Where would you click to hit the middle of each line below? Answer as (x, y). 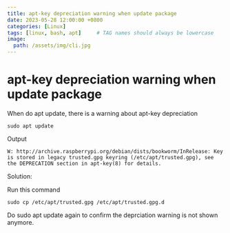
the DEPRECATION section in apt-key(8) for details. (84, 163)
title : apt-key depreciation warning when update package (92, 13)
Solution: (20, 176)
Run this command (34, 190)
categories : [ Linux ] (37, 26)
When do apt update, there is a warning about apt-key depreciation (103, 113)
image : (17, 39)
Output (17, 139)
